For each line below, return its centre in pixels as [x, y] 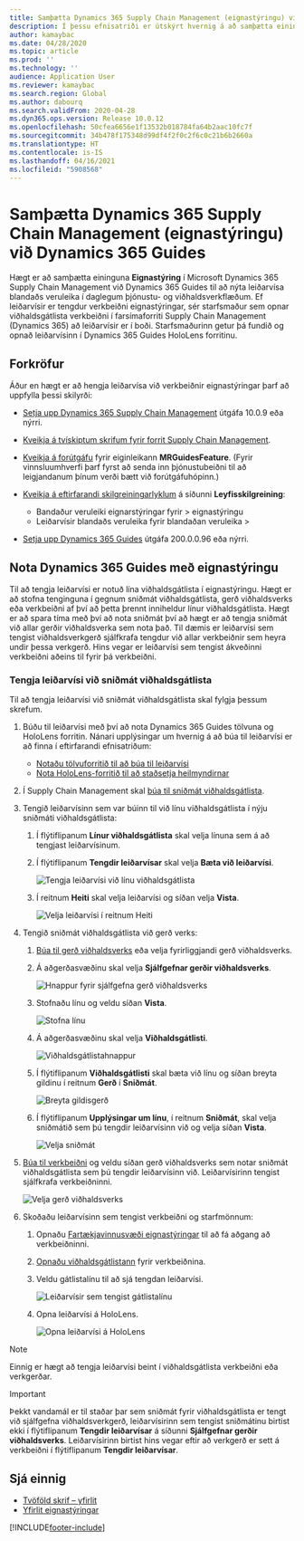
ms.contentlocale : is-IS [56, 152]
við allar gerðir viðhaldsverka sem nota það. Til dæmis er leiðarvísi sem [142, 627]
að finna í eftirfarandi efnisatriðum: [87, 746]
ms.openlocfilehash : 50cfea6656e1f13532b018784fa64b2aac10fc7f [131, 128]
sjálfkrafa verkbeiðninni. [67, 1182]
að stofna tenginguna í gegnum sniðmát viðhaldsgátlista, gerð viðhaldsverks [151, 598]
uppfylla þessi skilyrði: [51, 396]
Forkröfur [37, 364]
